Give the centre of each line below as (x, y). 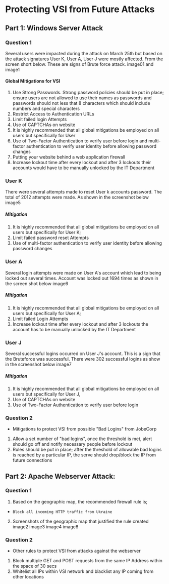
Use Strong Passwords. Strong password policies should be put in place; (88, 93)
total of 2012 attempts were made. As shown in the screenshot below (77, 197)
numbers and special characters (46, 109)
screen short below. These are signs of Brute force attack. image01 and (79, 64)
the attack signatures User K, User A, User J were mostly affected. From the (84, 59)
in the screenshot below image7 (39, 364)
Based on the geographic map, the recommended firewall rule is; (80, 501)
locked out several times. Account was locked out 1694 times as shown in (82, 278)
